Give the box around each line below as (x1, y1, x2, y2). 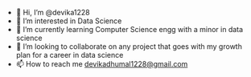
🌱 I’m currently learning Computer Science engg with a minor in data (15, 25, 244, 34)
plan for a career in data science (15, 51, 124, 59)
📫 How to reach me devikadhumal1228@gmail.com (15, 59, 188, 68)
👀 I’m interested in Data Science (15, 16, 122, 26)
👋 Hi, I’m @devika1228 (15, 8, 90, 17)
